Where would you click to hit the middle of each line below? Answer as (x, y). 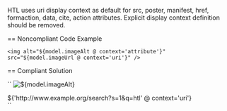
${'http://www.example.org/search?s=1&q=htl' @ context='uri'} (100, 98)
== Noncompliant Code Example (55, 39)
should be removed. (36, 25)
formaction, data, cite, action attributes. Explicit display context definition (114, 18)
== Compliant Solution (40, 71)
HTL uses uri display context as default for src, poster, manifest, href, (108, 10)
